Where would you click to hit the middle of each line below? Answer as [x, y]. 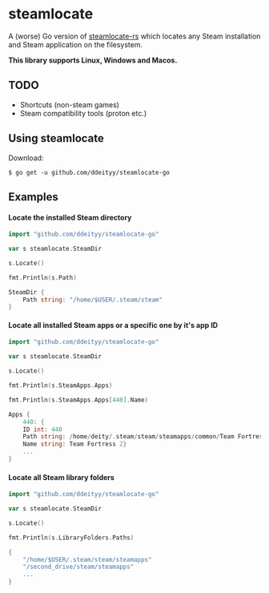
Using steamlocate [56, 138]
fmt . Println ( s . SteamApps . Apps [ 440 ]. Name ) [78, 400]
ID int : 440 [42, 430]
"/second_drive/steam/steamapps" [78, 567]
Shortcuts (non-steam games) [70, 104]
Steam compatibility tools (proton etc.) [83, 113]
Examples [33, 197]
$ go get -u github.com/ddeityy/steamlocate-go [89, 172]
